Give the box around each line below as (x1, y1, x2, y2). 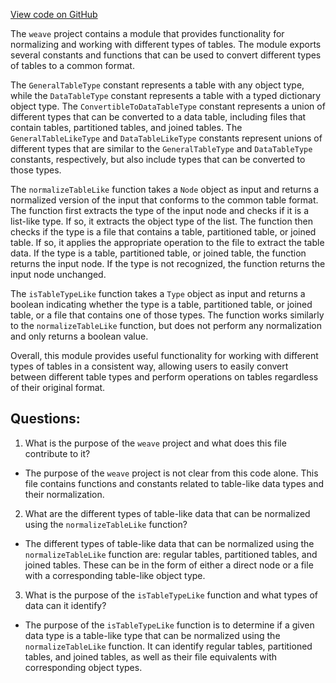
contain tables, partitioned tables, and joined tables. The (10, 122, 243, 133)
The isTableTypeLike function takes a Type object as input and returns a (10, 288, 306, 299)
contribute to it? (24, 447, 91, 459)
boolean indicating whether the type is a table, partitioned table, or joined (10, 299, 313, 310)
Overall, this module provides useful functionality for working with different (10, 350, 319, 361)
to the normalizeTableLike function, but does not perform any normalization (10, 320, 322, 331)
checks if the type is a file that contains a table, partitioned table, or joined (10, 226, 317, 238)
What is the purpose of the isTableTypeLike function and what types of (24, 589, 318, 601)
